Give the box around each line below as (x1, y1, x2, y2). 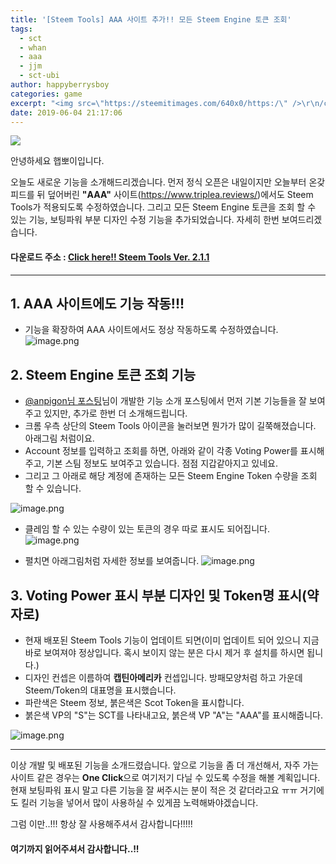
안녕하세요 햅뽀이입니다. (10, 155, 105, 167)
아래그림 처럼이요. (24, 432, 95, 445)
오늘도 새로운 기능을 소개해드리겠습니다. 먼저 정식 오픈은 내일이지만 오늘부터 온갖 (10, 176, 326, 188)
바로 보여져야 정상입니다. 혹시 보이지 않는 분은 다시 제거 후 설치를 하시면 (24, 647, 305, 659)
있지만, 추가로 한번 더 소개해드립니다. (43, 407, 188, 420)
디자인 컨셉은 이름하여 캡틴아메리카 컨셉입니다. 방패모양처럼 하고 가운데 (24, 672, 303, 684)
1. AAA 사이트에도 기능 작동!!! (10, 295, 185, 312)
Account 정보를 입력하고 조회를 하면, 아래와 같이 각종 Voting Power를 (24, 445, 298, 457)
